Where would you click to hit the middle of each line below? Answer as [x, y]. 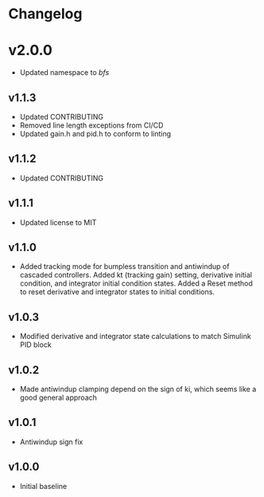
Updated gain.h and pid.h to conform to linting [95, 133]
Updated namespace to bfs [64, 73]
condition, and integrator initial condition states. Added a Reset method [136, 283]
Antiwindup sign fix [51, 442]
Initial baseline [43, 486]
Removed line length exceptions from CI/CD [91, 125]
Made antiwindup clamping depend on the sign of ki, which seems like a [138, 389]
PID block [35, 345]
